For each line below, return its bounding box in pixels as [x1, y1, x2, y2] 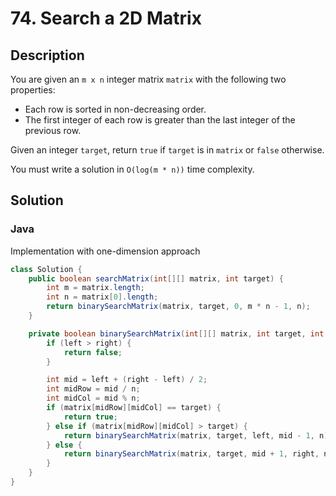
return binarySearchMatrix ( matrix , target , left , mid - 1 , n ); [63, 430, 333, 441]
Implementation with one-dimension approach [10, 245, 201, 257]
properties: [10, 84, 56, 96]
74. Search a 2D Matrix [10, 7, 202, 30]
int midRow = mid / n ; [46, 384, 141, 394]
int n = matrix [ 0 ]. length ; [46, 292, 159, 302]
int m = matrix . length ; [46, 283, 145, 293]
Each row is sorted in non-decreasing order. [24, 103, 207, 115]
